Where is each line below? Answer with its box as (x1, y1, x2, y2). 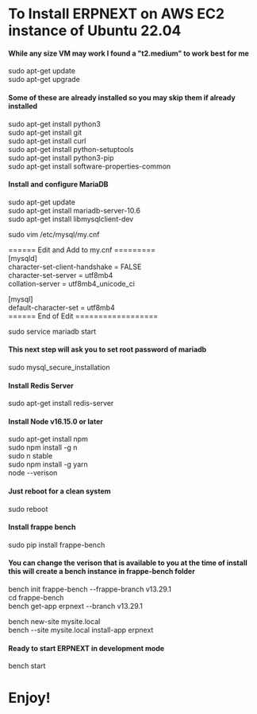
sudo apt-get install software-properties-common (8, 161, 171, 171)
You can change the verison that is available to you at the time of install (8, 558, 247, 568)
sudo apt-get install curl (8, 136, 86, 146)
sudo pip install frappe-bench (8, 540, 105, 549)
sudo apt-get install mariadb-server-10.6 (8, 205, 141, 215)
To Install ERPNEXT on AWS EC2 (8, 5, 224, 23)
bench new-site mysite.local (8, 617, 101, 626)
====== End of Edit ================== (8, 311, 159, 321)
